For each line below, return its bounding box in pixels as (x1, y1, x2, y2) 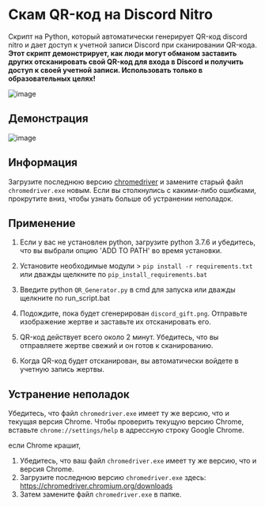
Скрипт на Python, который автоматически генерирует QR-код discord (8, 32, 248, 41)
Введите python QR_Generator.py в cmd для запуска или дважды (19, 285, 236, 294)
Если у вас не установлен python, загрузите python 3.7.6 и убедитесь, (19, 237, 256, 247)
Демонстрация (8, 112, 89, 126)
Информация (8, 156, 78, 169)
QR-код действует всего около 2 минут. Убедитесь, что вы (19, 332, 219, 342)
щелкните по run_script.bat (19, 293, 111, 303)
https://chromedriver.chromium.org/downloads (19, 481, 173, 491)
